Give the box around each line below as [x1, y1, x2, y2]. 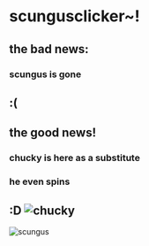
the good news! [9, 126, 97, 141]
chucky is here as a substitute [9, 152, 141, 165]
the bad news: [9, 42, 90, 57]
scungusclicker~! [9, 6, 141, 27]
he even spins [9, 175, 71, 188]
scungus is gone [9, 68, 82, 81]
